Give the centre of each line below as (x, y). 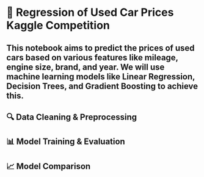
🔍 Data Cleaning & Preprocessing (72, 117)
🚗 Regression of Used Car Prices (90, 13)
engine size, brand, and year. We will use (86, 67)
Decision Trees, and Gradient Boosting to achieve (102, 86)
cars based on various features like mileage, (92, 57)
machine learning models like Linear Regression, (101, 77)
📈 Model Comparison (49, 166)
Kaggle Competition (58, 25)
